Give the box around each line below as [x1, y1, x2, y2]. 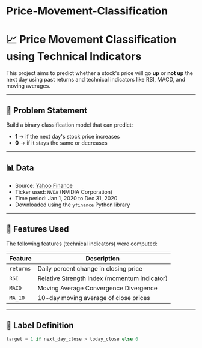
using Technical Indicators [6, 50, 142, 64]
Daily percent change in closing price [37, 264, 143, 272]
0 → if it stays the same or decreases [14, 139, 108, 146]
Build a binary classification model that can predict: [6, 121, 133, 128]
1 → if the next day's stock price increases [14, 133, 120, 140]
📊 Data [6, 163, 34, 173]
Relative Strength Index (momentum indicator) [37, 274, 168, 283]
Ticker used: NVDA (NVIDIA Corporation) [14, 188, 113, 196]
